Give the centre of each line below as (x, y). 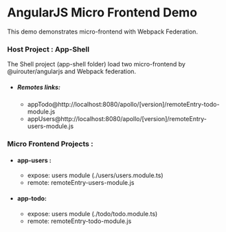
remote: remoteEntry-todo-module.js (79, 221)
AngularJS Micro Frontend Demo (102, 13)
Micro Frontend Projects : (50, 144)
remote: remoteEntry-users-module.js (81, 183)
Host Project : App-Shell (48, 49)
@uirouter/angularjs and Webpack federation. (71, 72)
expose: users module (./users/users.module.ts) (95, 175)
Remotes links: (38, 87)
